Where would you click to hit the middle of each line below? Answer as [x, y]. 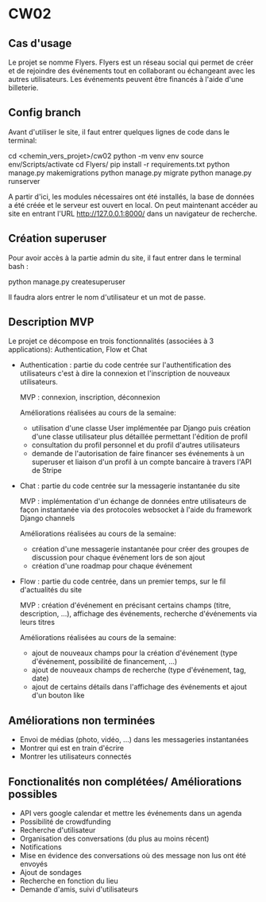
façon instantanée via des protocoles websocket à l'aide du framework [136, 510]
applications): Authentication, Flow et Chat [78, 349]
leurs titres [37, 623]
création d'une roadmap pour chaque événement [112, 566]
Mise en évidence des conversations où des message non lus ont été [133, 856]
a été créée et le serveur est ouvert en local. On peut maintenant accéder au [133, 205]
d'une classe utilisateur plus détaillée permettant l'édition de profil [140, 437]
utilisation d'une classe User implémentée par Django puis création [141, 428]
